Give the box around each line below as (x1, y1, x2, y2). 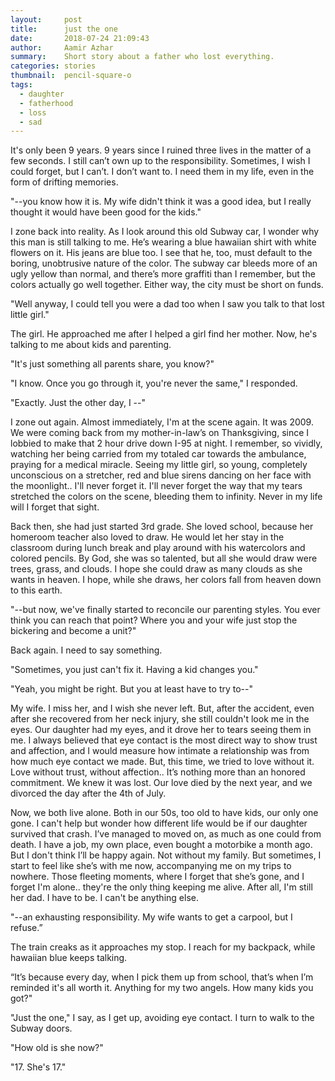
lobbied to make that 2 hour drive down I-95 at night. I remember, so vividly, (10, 437, 323, 450)
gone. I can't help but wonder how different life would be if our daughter (10, 817, 308, 830)
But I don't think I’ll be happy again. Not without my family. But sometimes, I (10, 849, 322, 861)
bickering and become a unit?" (10, 625, 137, 637)
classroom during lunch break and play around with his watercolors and (10, 542, 306, 554)
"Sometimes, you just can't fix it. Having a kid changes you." (10, 664, 259, 676)
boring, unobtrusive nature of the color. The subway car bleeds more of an (10, 257, 318, 270)
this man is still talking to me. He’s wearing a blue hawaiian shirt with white (10, 236, 317, 248)
